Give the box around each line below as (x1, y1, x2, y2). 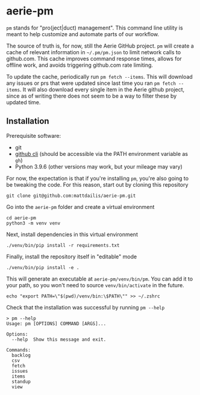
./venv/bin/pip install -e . (6, 264, 80, 270)
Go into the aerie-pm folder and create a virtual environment (6, 203, 155, 210)
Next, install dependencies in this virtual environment (6, 231, 139, 238)
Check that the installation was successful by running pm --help (6, 303, 165, 311)
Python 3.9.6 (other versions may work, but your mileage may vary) (14, 163, 183, 170)
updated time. (6, 98, 41, 106)
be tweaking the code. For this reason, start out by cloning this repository (6, 181, 189, 188)
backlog (11, 352, 31, 358)
